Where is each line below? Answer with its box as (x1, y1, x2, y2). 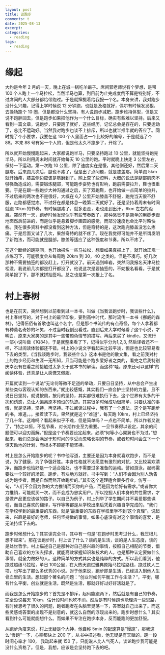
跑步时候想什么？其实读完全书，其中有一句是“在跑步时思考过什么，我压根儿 (5, 531, 158, 537)
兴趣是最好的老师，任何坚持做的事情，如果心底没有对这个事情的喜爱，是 (13, 514, 160, 520)
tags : (5, 39, 16, 44)
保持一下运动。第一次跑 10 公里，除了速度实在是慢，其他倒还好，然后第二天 (5, 162, 159, 168)
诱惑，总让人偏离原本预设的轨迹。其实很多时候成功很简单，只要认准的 (13, 398, 156, 405)
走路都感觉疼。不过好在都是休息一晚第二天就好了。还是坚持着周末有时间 (13, 199, 160, 205)
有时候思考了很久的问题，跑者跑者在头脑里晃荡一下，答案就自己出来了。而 (5, 603, 156, 609)
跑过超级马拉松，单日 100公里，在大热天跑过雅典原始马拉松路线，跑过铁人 (5, 561, 156, 568)
